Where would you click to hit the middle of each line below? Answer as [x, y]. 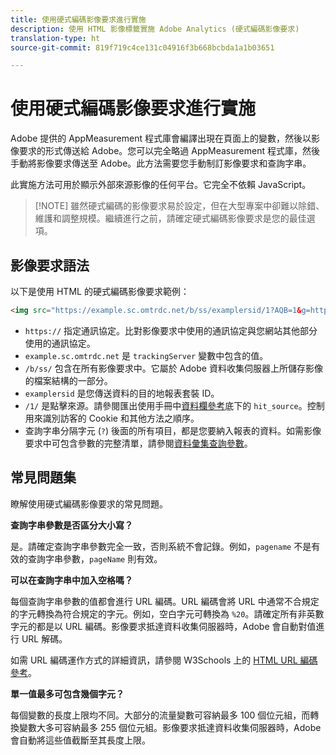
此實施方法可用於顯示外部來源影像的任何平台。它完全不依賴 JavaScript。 [161, 185]
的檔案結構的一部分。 [68, 380]
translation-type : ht [55, 38]
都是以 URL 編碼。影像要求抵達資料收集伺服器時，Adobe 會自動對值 [176, 626]
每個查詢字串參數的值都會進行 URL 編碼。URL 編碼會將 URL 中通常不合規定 [165, 601]
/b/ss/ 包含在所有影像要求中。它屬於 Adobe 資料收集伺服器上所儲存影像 [173, 368]
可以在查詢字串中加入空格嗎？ [71, 580]
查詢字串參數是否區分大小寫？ [71, 525]
